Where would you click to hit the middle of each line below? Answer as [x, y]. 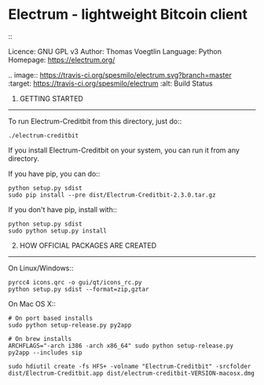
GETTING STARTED [51, 98]
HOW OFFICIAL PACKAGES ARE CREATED [88, 245]
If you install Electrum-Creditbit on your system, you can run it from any [124, 150]
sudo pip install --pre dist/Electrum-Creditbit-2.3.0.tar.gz [112, 195]
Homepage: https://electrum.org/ [62, 60]
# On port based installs [50, 318]
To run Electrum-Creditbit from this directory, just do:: [95, 121]
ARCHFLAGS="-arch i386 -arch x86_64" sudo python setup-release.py [121, 346]
